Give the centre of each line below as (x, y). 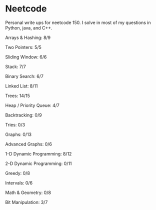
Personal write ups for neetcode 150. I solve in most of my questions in (78, 22)
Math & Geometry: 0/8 (28, 192)
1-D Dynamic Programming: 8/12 (38, 153)
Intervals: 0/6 (19, 182)
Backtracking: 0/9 (23, 115)
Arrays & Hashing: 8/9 (28, 37)
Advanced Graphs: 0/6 (29, 144)
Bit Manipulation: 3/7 (26, 202)
